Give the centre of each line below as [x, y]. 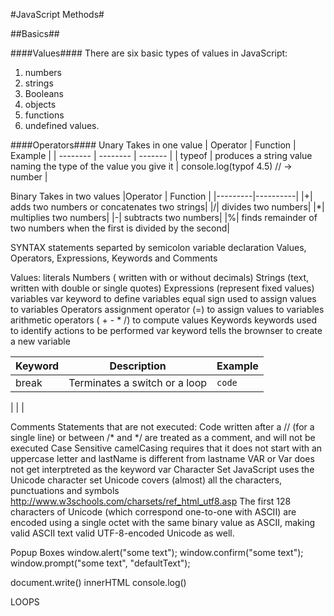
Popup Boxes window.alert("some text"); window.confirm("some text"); [157, 552]
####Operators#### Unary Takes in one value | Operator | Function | [153, 145]
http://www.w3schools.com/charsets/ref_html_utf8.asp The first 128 [151, 501]
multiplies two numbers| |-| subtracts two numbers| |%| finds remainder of [164, 217]
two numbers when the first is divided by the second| [120, 228]
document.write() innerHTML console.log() [98, 582]
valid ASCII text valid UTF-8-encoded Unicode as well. [122, 533]
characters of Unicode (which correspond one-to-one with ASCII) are [153, 512]
